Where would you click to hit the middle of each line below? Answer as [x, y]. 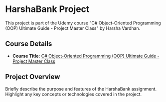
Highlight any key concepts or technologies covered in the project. [74, 94]
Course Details [29, 44]
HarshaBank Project [47, 9]
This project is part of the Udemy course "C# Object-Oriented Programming [83, 23]
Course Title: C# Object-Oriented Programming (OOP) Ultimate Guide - [86, 56]
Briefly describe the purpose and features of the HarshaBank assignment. [81, 89]
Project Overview [33, 77]
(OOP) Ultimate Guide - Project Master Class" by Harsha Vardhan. [73, 28]
